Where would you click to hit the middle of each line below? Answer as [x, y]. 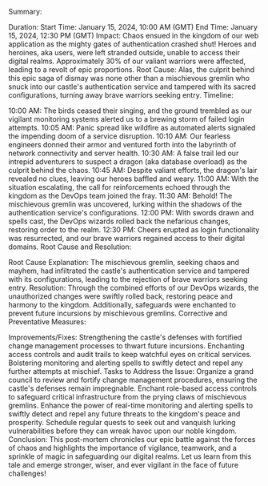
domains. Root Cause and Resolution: [70, 247]
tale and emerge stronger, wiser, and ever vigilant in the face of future [123, 465]
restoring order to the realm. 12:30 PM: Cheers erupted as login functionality [134, 230]
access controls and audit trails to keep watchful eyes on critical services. [130, 354]
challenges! [27, 473]
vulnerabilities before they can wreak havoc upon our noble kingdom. [123, 431]
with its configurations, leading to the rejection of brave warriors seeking [128, 279]
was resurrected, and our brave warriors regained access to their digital [127, 238]
